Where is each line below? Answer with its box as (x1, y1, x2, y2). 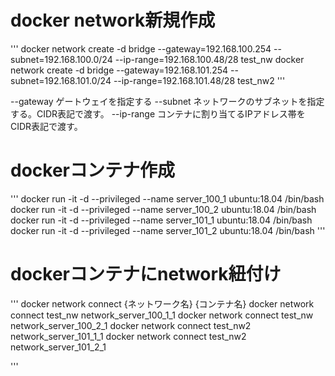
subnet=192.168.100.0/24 (10, 53, 113, 65)
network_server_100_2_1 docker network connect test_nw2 (10, 319, 252, 331)
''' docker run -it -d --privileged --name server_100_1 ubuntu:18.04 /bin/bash (10, 192, 325, 205)
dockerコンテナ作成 (10, 159, 175, 182)
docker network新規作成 (10, 9, 216, 32)
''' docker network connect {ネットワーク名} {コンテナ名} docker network (10, 297, 315, 310)
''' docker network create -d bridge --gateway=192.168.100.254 (10, 42, 272, 55)
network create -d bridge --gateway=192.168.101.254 (10, 64, 229, 76)
